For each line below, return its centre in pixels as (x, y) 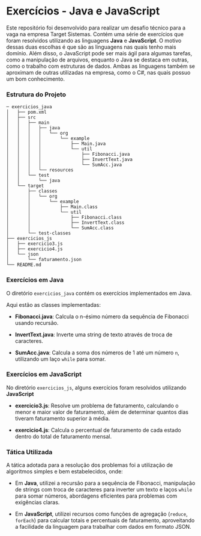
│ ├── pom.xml (26, 112)
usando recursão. (37, 322)
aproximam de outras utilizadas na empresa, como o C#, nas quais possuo (98, 72)
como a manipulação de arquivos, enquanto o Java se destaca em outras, (97, 60)
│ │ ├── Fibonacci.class (64, 218)
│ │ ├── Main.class (52, 207)
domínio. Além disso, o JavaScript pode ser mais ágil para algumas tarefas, (99, 53)
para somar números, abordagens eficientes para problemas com (96, 496)
